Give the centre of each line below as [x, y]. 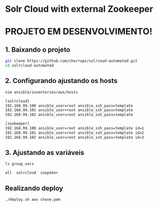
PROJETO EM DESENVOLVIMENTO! [79, 32]
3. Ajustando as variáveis [45, 153]
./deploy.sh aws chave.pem [33, 200]
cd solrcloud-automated [30, 66]
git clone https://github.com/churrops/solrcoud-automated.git [71, 61]
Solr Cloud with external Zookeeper [79, 9]
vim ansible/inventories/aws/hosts [42, 92]
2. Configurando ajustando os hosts [61, 81]
